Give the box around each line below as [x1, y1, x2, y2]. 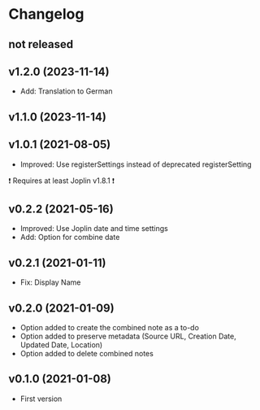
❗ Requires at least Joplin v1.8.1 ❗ [8, 176, 115, 185]
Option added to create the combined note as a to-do [19, 323, 199, 333]
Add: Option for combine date [19, 233, 120, 242]
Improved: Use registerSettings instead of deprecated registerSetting [19, 159, 252, 169]
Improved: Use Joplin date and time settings [19, 224, 169, 233]
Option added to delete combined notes [19, 349, 154, 359]
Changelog [8, 5, 84, 24]
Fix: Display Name [19, 277, 81, 287]
